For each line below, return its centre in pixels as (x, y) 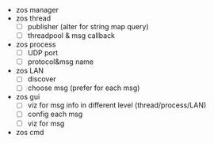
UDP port (43, 53)
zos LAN (30, 71)
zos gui (28, 97)
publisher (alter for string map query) (88, 26)
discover (42, 79)
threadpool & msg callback (71, 36)
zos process (36, 44)
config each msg (55, 114)
